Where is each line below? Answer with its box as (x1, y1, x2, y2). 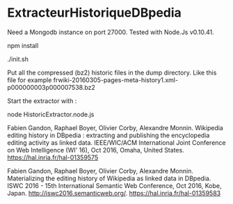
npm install (7, 41, 39, 49)
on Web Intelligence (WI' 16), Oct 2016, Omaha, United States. (7, 146, 184, 154)
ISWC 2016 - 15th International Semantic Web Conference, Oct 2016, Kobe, (7, 181, 222, 189)
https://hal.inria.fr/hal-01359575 (7, 153, 99, 162)
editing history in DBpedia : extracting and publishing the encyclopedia (7, 131, 210, 139)
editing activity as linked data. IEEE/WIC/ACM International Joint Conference (7, 138, 226, 147)
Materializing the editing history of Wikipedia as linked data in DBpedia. (7, 174, 211, 182)
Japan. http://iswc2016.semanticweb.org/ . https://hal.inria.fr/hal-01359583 (7, 189, 221, 197)
